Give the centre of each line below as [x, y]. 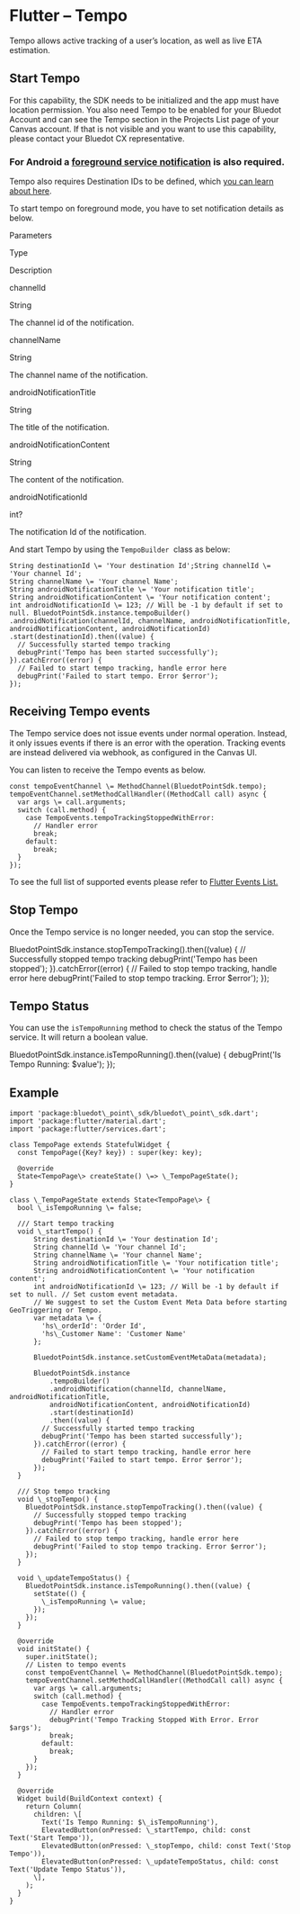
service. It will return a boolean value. [79, 1037]
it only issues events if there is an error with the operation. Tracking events [147, 743]
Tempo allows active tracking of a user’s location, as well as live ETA [136, 41]
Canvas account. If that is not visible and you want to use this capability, [143, 129]
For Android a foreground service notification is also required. [147, 161]
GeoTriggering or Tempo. [56, 1311]
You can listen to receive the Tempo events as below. [108, 770]
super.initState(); [62, 1657]
